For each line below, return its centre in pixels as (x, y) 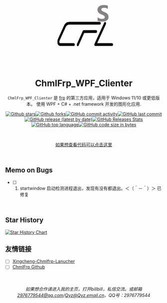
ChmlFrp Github (29, 267)
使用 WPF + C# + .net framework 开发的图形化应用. (89, 104)
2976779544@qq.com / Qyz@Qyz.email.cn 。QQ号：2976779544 (84, 296)
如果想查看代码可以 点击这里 (84, 144)
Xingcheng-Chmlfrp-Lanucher (44, 262)
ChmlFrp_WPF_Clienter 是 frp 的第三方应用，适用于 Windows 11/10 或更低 (82, 98)
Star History (24, 220)
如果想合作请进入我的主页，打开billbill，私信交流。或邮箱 (84, 289)
